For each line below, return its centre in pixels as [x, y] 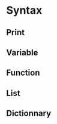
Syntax [24, 10]
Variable [22, 52]
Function [23, 73]
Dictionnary [29, 114]
